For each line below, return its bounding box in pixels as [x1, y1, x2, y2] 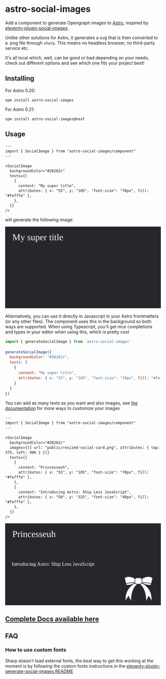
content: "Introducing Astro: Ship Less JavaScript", [18, 490, 132, 495]
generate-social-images [5, 668, 54, 674]
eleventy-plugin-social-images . [5, 25, 69, 31]
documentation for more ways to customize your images [5, 406, 120, 411]
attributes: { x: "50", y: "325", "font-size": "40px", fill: [18, 495, 149, 500]
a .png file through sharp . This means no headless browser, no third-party [5, 40, 156, 45]
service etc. [5, 45, 30, 51]
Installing [5, 74, 35, 83]
